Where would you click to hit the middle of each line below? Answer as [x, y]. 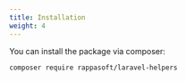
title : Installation [48, 17]
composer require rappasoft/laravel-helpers [93, 68]
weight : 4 [28, 26]
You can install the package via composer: [87, 51]
